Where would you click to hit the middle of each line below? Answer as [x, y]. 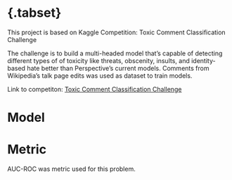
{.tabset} [34, 13]
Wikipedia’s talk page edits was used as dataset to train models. [100, 76]
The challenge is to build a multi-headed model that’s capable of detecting [115, 53]
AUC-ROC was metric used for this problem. [71, 169]
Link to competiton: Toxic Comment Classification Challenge [95, 89]
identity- [203, 60]
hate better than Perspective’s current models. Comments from [118, 68]
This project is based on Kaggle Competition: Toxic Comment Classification [117, 32]
